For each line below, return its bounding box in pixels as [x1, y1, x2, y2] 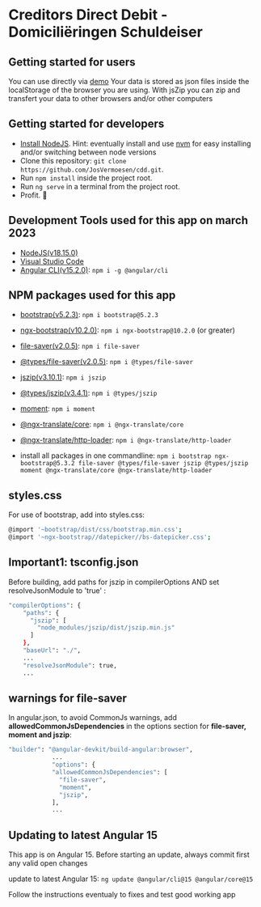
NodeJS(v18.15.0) [19, 248, 78, 257]
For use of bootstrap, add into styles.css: [8, 510, 145, 519]
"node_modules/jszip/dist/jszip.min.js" [37, 624, 175, 632]
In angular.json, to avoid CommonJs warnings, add [8, 713, 178, 723]
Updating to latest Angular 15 [8, 828, 158, 842]
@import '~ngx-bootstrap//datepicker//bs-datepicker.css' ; [8, 533, 212, 541]
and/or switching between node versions [19, 147, 157, 157]
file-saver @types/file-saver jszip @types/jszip [78, 460, 249, 468]
